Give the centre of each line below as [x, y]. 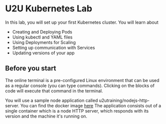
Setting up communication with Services [54, 47]
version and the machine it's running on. [46, 116]
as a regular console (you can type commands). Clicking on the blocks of [80, 85]
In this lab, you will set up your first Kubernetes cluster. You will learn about [82, 22]
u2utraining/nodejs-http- [124, 100]
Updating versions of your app [43, 53]
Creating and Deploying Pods [42, 32]
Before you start [31, 68]
